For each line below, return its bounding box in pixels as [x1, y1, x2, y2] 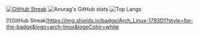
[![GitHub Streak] [6, 17, 48, 24]
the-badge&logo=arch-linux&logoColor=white [6, 24, 120, 30]
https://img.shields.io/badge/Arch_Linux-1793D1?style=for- [47, 17, 193, 24]
